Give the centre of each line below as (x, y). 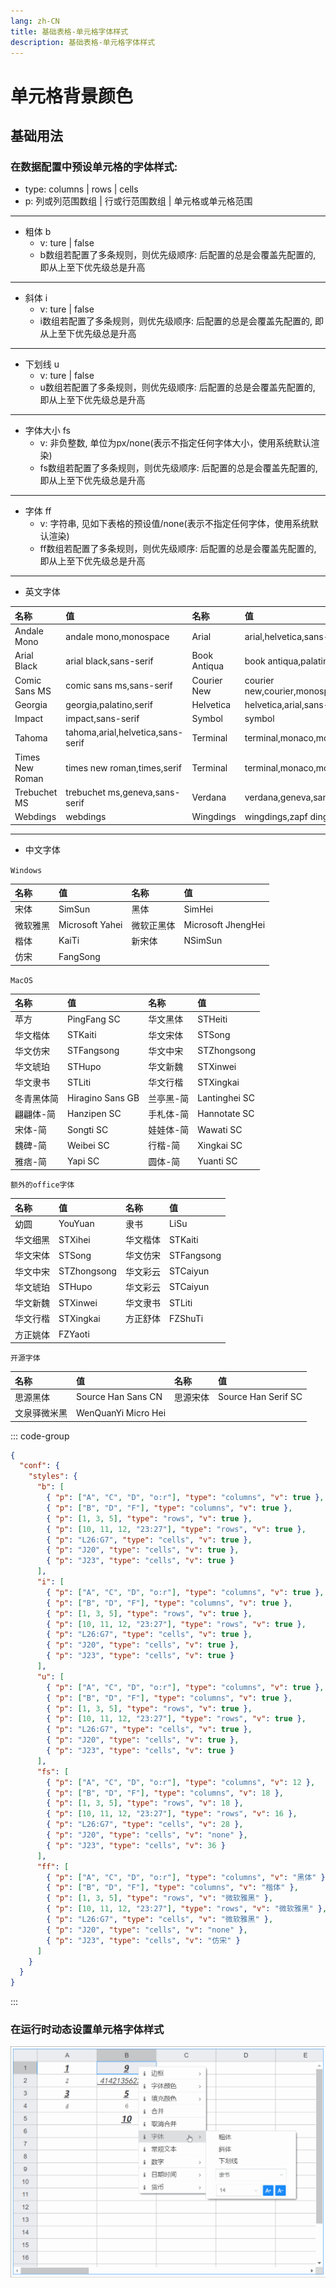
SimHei (198, 909)
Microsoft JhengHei (224, 924)
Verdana (209, 797)
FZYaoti (74, 1334)
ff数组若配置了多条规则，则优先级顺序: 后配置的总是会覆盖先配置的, (178, 549)
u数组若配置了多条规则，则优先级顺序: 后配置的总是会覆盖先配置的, (177, 387)
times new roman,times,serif (123, 767)
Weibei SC (88, 1145)
